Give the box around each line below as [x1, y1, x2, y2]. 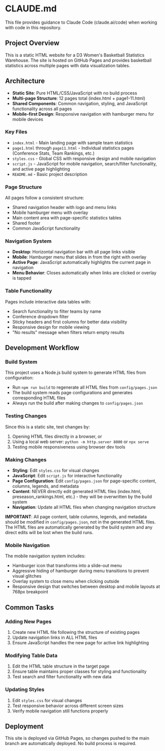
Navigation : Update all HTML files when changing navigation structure [12, 504, 156, 510]
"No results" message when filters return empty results [12, 329, 125, 335]
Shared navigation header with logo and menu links [12, 205, 117, 210]
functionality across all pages [12, 106, 72, 112]
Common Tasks [5, 603, 54, 612]
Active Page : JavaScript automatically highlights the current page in [12, 259, 151, 265]
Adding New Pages [5, 618, 52, 625]
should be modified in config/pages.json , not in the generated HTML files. [5, 519, 156, 525]
